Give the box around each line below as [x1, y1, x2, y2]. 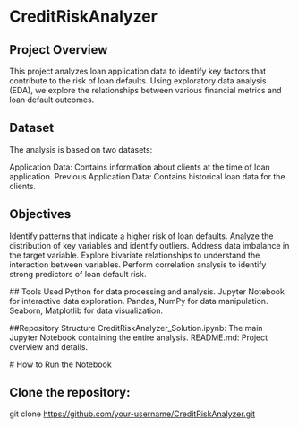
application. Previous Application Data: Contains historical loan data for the [9, 170, 285, 181]
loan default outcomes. [9, 94, 95, 105]
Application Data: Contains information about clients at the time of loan [9, 162, 270, 172]
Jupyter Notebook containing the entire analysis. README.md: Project [9, 332, 268, 343]
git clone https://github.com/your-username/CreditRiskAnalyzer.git [9, 408, 256, 419]
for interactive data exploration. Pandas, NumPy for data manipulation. [9, 295, 268, 306]
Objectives [9, 206, 72, 222]
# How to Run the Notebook [9, 359, 112, 370]
